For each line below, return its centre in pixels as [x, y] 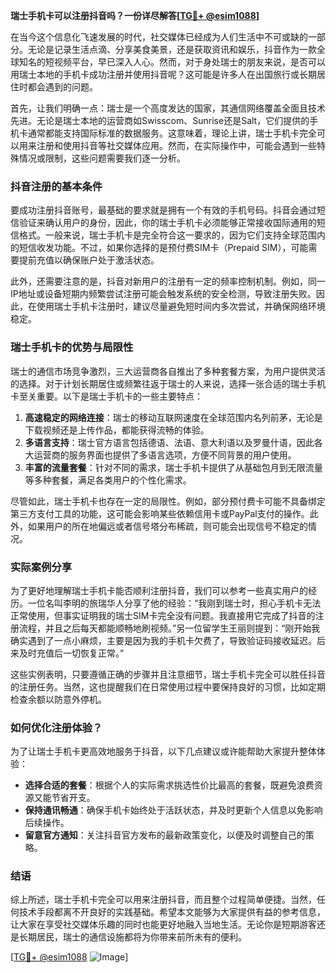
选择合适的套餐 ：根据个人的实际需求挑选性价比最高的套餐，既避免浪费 [169, 785]
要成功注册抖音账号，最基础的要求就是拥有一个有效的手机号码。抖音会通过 [163, 210]
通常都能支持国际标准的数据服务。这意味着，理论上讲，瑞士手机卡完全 [172, 133]
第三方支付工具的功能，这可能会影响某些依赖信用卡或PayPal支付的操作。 [160, 513]
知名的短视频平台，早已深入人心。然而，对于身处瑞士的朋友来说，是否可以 [172, 62]
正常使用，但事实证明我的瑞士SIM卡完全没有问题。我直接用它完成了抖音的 [163, 615]
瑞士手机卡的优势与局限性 [72, 347]
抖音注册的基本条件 [56, 186]
